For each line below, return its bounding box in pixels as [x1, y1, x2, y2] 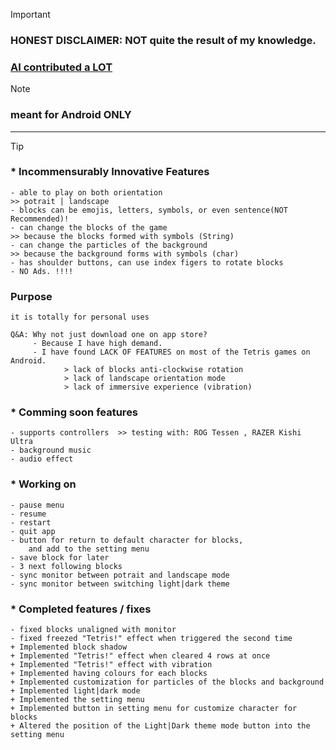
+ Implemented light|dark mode [10, 686, 141, 696]
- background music [10, 445, 92, 456]
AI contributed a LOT [10, 60, 113, 74]
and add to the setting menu [28, 544, 150, 554]
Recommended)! [10, 214, 70, 224]
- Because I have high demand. [32, 339, 163, 349]
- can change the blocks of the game [10, 222, 168, 233]
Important [10, 9, 51, 20]
